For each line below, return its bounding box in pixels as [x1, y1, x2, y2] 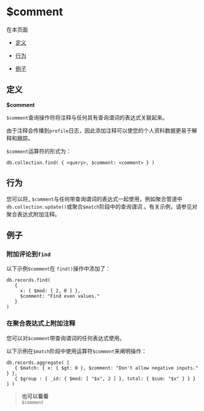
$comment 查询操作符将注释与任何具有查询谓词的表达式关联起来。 [6, 114, 168, 121]
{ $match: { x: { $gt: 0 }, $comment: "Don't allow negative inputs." [14, 365, 199, 371]
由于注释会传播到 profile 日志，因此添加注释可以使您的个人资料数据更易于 [6, 127, 192, 134]
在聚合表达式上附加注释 [6, 319, 75, 328]
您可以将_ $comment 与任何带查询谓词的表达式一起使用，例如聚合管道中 [6, 195, 183, 202]
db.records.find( [6, 277, 51, 283]
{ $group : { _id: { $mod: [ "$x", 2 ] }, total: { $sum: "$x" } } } [14, 376, 196, 382]
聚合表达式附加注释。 [6, 210, 60, 218]
